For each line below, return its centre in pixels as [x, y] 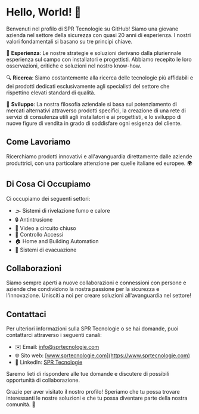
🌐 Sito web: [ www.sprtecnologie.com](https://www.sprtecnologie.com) [102, 355]
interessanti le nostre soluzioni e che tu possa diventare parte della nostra [97, 398]
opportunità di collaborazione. [43, 380]
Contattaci [26, 314]
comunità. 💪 [21, 404]
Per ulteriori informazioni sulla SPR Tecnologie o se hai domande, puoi [92, 329]
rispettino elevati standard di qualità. [51, 93]
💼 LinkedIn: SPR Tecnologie [49, 362]
